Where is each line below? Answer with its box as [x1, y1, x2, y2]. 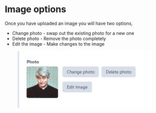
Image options [5, 4, 66, 15]
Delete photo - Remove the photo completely [12, 35, 106, 42]
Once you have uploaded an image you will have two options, [5, 20, 133, 26]
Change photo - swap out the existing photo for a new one [12, 30, 135, 36]
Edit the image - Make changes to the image [12, 41, 105, 47]
